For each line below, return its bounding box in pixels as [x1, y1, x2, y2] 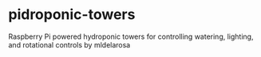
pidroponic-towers [8, 6, 136, 24]
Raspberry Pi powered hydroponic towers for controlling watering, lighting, [8, 32, 254, 41]
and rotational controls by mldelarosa [8, 40, 131, 49]
